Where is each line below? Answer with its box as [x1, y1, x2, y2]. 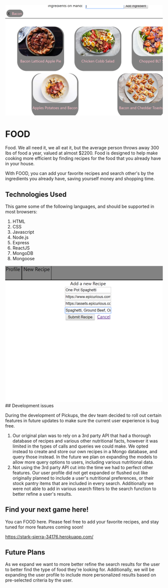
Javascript [12, 229, 34, 235]
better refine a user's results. [12, 491, 72, 497]
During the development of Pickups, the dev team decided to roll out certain [5, 412, 161, 418]
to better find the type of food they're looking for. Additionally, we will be [5, 567, 155, 573]
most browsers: [5, 209, 37, 215]
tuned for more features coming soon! [5, 524, 83, 530]
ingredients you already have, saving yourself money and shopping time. [5, 176, 155, 182]
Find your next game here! [5, 506, 89, 514]
